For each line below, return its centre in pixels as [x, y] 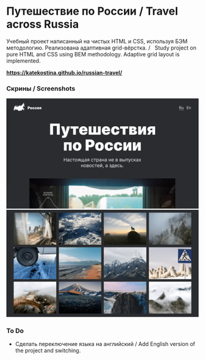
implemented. [23, 61]
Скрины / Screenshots [41, 88]
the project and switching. [48, 351]
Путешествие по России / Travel [92, 11]
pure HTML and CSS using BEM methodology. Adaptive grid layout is [93, 54]
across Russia [43, 24]
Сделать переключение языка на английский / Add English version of [105, 344]
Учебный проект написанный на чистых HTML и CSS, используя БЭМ [97, 41]
